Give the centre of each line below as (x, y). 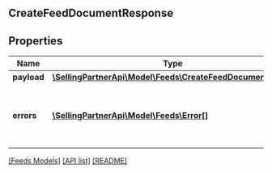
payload (28, 78)
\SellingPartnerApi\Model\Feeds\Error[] (130, 116)
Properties (36, 41)
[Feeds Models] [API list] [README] (68, 161)
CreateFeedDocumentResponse (91, 13)
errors (25, 116)
